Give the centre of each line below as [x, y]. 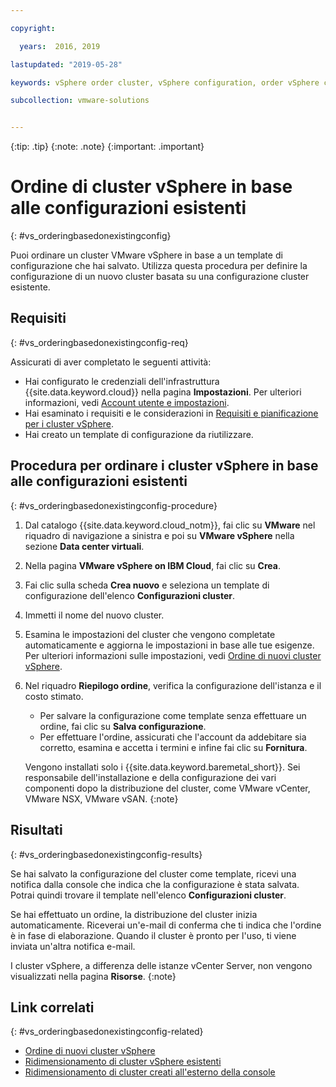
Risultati [36, 830]
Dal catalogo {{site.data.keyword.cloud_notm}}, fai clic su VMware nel [170, 525]
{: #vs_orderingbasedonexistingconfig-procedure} [114, 505]
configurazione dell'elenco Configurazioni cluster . [129, 595]
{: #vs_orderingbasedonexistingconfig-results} [106, 854]
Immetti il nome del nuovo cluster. [94, 615]
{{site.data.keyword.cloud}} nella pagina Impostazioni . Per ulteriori [163, 392]
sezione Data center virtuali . [84, 546]
